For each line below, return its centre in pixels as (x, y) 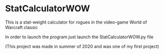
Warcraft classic (21, 27)
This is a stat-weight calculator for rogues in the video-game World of (76, 22)
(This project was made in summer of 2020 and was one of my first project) (82, 46)
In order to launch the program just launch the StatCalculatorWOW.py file (79, 37)
